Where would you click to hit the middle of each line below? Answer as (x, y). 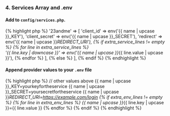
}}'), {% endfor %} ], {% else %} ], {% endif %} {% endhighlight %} (76, 58)
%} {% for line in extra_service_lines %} (47, 47)
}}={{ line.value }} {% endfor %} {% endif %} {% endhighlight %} (74, 108)
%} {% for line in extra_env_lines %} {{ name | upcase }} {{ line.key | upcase (85, 103)
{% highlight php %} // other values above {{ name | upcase (68, 81)
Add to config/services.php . (35, 20)
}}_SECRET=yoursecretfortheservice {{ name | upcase (62, 92)
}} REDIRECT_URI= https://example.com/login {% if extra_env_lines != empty (84, 97)
